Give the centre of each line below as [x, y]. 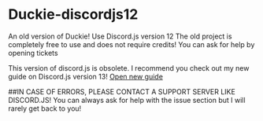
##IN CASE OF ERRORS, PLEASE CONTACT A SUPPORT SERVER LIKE [122, 91]
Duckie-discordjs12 [73, 15]
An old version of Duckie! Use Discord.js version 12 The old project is [120, 36]
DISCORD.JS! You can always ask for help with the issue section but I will [127, 100]
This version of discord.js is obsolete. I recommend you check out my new [129, 68]
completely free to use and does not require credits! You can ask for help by [131, 44]
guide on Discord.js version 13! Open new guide [86, 76]
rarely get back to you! [45, 108]
